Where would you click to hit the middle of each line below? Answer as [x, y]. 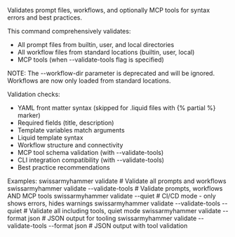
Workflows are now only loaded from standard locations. [89, 81]
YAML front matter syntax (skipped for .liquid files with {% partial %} [116, 108]
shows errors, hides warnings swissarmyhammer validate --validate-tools [114, 203]
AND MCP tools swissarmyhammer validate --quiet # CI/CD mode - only [112, 196]
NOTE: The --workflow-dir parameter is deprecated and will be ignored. [111, 73]
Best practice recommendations [63, 167]
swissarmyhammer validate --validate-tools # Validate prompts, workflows [115, 188]
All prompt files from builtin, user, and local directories [96, 45]
